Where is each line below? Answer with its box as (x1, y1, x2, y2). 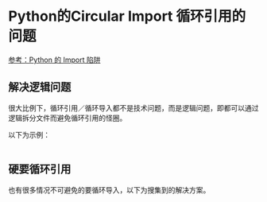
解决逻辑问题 (8, 80, 72, 94)
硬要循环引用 (8, 162, 72, 176)
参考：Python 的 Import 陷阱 (8, 55, 101, 64)
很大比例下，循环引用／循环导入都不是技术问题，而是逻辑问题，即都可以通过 (8, 103, 259, 112)
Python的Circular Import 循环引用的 (8, 7, 246, 25)
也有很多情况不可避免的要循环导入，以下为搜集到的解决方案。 (8, 185, 211, 195)
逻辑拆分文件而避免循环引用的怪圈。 (8, 113, 127, 122)
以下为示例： (8, 130, 50, 139)
